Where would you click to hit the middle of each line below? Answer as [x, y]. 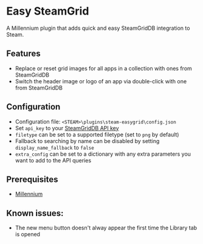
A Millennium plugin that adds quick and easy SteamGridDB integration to [98, 28]
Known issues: [35, 213]
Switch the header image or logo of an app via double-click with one [101, 81]
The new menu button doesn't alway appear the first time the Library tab [106, 228]
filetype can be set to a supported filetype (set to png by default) [97, 134]
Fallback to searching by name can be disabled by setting [87, 141]
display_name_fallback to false [54, 147]
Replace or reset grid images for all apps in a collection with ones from [104, 68]
